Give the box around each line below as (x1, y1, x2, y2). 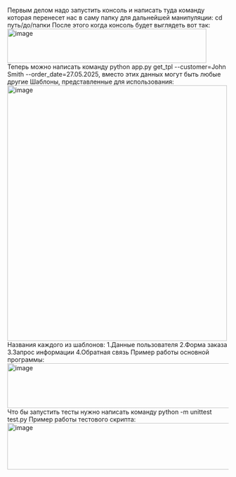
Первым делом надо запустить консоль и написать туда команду (7, 6, 205, 14)
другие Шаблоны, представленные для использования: (7, 77, 174, 86)
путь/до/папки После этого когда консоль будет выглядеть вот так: (7, 21, 211, 29)
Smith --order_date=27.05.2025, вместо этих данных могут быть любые (7, 70, 221, 78)
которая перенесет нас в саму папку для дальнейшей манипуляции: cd (7, 13, 223, 22)
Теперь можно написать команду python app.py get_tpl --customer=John (7, 63, 226, 71)
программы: (7, 355, 44, 364)
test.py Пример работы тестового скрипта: (7, 415, 136, 424)
